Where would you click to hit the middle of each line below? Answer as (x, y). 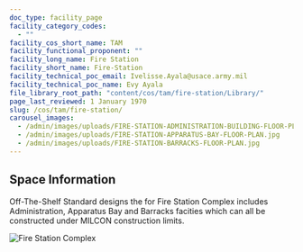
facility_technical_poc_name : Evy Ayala (87, 85)
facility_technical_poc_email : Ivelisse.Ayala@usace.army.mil (129, 76)
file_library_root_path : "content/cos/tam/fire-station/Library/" (137, 93)
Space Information (63, 180)
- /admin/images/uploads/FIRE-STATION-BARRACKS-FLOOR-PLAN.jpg (138, 143)
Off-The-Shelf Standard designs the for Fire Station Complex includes (139, 201)
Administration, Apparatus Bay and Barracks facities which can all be (138, 211)
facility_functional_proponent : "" (76, 51)
